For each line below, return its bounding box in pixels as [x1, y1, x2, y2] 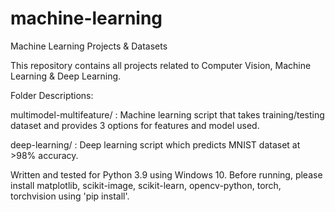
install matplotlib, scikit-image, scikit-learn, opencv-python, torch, [10, 179, 282, 191]
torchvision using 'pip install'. [10, 190, 130, 202]
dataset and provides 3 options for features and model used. [10, 119, 260, 131]
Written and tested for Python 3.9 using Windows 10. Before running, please [10, 168, 323, 181]
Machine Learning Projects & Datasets [10, 40, 168, 52]
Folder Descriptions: [10, 89, 94, 101]
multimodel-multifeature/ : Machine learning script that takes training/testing [10, 108, 325, 121]
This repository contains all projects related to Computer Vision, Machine [10, 59, 312, 71]
